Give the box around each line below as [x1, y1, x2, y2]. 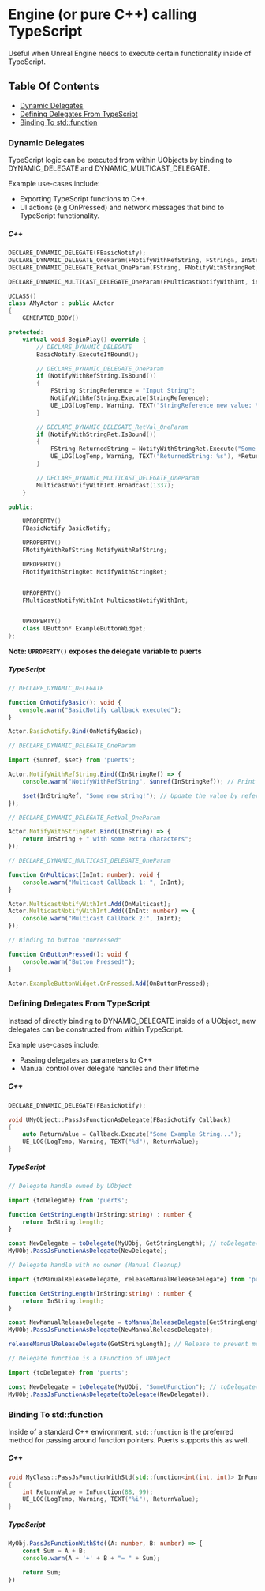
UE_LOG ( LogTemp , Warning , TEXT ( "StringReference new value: [50, 401, 252, 409]
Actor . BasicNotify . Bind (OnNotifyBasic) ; [8, 728, 144, 735]
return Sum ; [22, 1568, 62, 1577]
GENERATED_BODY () [22, 314, 80, 322]
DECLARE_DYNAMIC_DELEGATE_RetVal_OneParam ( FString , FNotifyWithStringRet [8, 263, 256, 272]
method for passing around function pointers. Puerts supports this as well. [8, 1435, 250, 1445]
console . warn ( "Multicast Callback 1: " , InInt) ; [22, 878, 185, 886]
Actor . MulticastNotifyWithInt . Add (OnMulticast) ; [8, 900, 171, 908]
